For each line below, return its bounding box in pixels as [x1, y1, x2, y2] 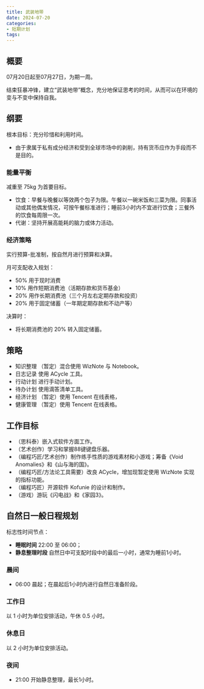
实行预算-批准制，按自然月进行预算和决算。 [6, 251, 116, 258]
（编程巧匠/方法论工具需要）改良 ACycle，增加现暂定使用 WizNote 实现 [15, 468, 195, 475]
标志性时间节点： [6, 528, 49, 535]
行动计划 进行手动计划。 [15, 378, 76, 385]
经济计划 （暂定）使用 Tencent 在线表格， [15, 393, 121, 401]
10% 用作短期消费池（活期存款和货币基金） [15, 285, 124, 292]
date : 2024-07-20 [6, 15, 51, 21]
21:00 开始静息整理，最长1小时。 [15, 676, 97, 683]
